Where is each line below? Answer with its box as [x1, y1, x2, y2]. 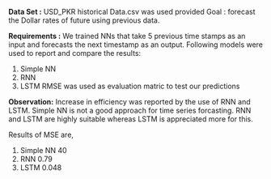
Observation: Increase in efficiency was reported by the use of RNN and [8, 97, 251, 106]
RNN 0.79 [19, 154, 53, 164]
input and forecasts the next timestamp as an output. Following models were [8, 40, 264, 49]
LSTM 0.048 [19, 163, 62, 173]
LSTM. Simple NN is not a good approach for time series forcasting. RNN [8, 105, 252, 115]
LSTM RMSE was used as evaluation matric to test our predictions [19, 81, 240, 91]
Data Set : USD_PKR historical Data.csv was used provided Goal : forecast [8, 7, 256, 16]
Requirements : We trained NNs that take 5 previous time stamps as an [8, 32, 246, 40]
